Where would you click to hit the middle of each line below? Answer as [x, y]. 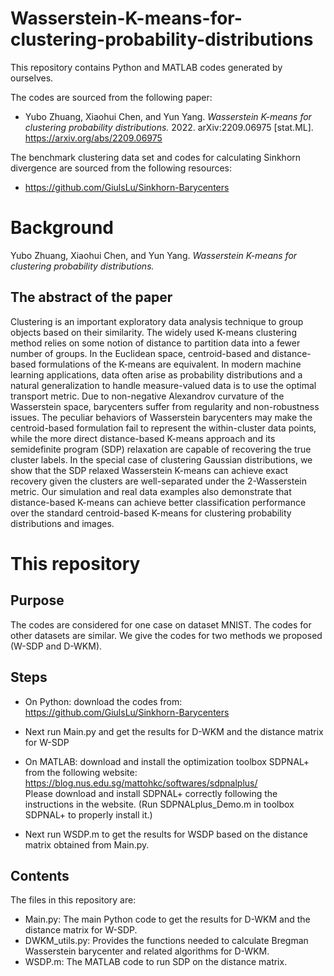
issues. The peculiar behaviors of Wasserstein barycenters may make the [161, 417]
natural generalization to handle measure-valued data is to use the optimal [163, 385]
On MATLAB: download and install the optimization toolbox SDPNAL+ [167, 761]
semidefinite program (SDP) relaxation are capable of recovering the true [161, 449]
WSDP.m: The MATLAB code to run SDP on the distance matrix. [156, 962]
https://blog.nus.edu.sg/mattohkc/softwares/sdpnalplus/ [141, 783]
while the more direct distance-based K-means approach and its [143, 438]
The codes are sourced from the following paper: [111, 97]
